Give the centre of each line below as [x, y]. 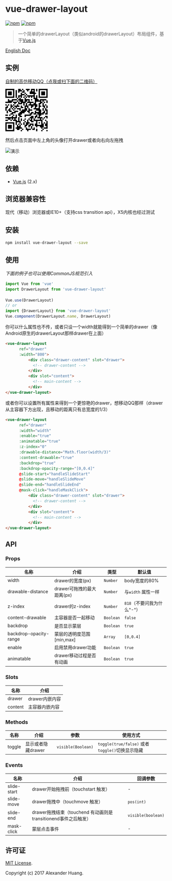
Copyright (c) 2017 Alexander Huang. [44, 873]
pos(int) [137, 802]
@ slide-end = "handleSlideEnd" [50, 485]
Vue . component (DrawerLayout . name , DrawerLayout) [58, 317]
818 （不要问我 [139, 603]
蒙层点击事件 [46, 829]
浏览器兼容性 [26, 199]
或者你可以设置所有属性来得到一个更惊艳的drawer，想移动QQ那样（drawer [84, 403]
